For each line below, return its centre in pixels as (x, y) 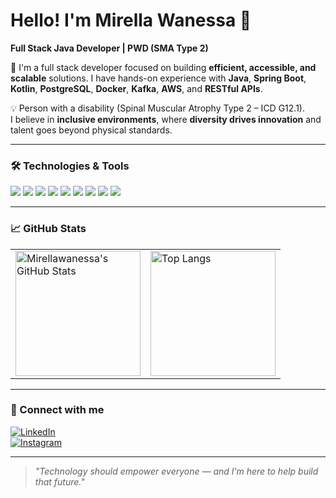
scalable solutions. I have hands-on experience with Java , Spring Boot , (158, 78)
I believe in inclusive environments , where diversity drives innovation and (166, 119)
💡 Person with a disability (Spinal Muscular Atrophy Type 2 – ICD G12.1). (157, 108)
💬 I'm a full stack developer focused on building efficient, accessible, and (163, 67)
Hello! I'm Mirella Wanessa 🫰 (131, 20)
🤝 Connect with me (57, 410)
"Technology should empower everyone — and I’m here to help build (176, 471)
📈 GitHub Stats (48, 229)
